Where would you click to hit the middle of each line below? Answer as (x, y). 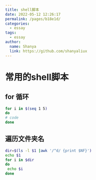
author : (13, 42)
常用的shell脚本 (37, 77)
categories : (17, 23)
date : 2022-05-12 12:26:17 (33, 14)
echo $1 (13, 155)
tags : (11, 33)
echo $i (15, 169)
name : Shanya (23, 46)
